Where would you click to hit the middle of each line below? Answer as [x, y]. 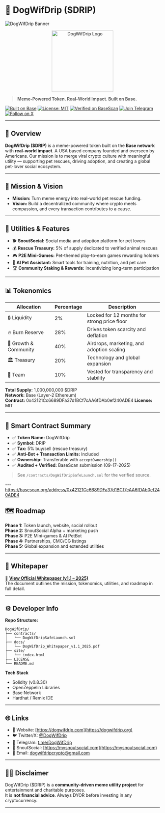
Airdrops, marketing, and [115, 343]
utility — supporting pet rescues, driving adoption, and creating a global [78, 161]
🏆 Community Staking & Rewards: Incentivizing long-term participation [86, 268]
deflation [97, 336]
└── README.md [20, 664]
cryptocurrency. [21, 801]
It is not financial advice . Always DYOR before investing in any [69, 795]
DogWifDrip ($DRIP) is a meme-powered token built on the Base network [80, 145]
